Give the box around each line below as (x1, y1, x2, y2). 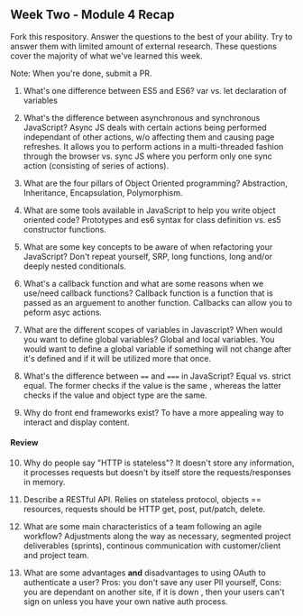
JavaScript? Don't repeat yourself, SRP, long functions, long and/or (23, 251, 273, 262)
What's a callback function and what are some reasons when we (23, 278, 264, 289)
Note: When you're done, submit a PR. (10, 68, 152, 78)
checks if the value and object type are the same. (23, 390, 207, 400)
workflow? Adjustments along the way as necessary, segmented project (23, 531, 291, 542)
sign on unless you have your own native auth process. (23, 596, 228, 607)
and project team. (23, 550, 89, 561)
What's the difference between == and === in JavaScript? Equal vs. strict (23, 370, 291, 382)
